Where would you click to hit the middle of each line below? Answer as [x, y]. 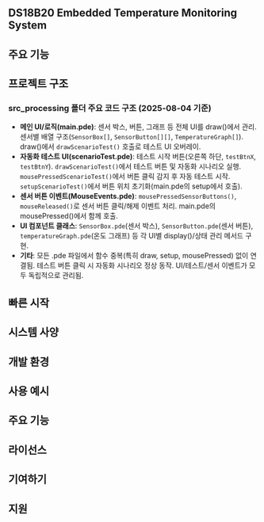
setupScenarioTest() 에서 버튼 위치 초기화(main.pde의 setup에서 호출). [131, 186]
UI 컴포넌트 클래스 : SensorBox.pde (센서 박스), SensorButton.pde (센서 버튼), [136, 226]
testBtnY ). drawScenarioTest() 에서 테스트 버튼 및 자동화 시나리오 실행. [130, 166]
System [28, 26]
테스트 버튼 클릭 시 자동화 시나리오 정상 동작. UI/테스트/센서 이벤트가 [142, 265]
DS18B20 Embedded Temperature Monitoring [123, 13]
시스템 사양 [34, 332]
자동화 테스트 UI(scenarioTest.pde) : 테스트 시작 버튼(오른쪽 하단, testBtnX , [138, 157]
